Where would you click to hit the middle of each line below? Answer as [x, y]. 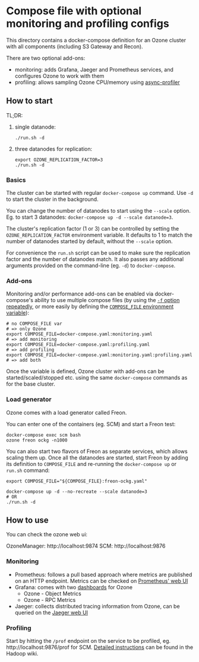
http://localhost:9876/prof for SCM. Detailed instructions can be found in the [100, 647]
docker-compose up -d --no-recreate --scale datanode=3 [77, 492]
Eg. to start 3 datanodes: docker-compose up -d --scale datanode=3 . [90, 217]
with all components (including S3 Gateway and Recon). [75, 46]
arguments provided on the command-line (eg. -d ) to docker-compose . [91, 266]
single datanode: [35, 127]
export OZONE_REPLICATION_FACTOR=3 [59, 160]
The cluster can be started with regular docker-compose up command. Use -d [100, 193]
